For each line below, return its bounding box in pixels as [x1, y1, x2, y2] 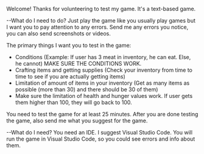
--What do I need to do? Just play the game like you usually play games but [6, 17, 196, 24]
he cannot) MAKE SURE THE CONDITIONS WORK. [15, 60, 142, 67]
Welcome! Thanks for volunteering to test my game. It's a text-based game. [6, 5, 196, 12]
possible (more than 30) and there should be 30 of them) [15, 86, 158, 93]
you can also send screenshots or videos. [6, 30, 111, 37]
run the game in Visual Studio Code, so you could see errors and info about [6, 135, 195, 142]
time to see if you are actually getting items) [15, 73, 126, 80]
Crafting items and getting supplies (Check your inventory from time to [15, 66, 193, 74]
